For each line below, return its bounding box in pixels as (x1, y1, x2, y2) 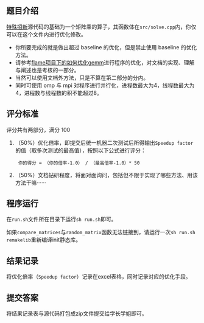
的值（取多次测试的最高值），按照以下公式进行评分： (15, 147, 146, 154)
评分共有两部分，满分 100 (6, 126, 71, 133)
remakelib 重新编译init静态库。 (6, 236, 82, 243)
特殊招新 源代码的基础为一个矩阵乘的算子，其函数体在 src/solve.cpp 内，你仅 (6, 23, 197, 30)
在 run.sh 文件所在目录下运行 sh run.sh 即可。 (6, 215, 117, 223)
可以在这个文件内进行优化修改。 (6, 30, 86, 38)
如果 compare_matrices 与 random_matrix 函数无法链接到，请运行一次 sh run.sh (6, 229, 196, 236)
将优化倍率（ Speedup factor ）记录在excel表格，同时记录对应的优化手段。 (6, 273, 191, 280)
